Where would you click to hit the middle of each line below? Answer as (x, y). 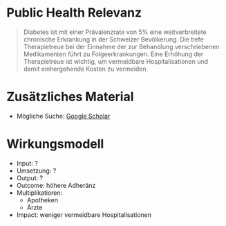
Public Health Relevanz (74, 13)
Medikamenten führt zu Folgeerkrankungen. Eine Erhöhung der (113, 54)
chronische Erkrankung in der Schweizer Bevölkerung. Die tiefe (114, 39)
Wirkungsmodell (55, 144)
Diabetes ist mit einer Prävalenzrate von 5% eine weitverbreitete (115, 32)
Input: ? (27, 163)
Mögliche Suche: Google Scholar (63, 116)
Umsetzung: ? (36, 171)
